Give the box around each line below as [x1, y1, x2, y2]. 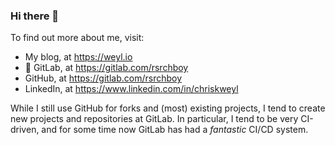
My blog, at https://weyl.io [24, 51, 133, 63]
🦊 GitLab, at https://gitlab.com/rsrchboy [24, 62, 189, 74]
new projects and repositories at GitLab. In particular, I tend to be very [10, 113, 299, 125]
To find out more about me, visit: [10, 32, 145, 44]
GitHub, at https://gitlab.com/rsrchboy [24, 72, 183, 84]
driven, [10, 124, 40, 136]
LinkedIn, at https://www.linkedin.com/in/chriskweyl [24, 83, 239, 95]
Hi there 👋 [10, 9, 60, 23]
